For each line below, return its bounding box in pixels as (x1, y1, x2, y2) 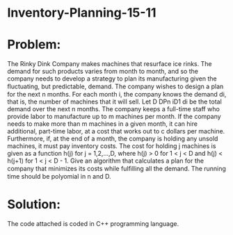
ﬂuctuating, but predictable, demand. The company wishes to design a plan (7, 82, 224, 91)
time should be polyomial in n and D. (7, 172, 111, 181)
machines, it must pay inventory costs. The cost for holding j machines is (7, 142, 216, 150)
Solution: (7, 197, 61, 213)
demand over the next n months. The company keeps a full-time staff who (7, 105, 220, 113)
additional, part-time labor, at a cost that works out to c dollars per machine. (7, 127, 225, 136)
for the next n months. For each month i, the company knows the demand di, (7, 90, 227, 99)
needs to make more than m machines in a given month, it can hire (7, 120, 198, 128)
